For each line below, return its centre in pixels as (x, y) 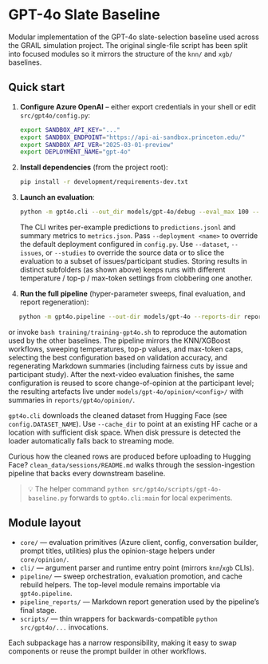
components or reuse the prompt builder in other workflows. (108, 651)
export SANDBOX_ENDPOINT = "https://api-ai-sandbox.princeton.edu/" (132, 137)
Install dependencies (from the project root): (94, 167)
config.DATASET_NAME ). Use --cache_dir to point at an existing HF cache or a (133, 423)
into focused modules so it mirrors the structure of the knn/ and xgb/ (120, 54)
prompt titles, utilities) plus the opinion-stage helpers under (117, 551)
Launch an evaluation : (57, 197)
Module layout (45, 523)
